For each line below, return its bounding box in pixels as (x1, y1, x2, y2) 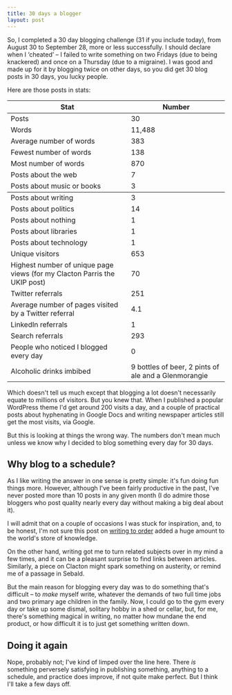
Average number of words (10, 136, 95, 146)
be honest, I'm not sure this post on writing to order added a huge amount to (7, 526, 225, 535)
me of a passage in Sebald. (7, 569, 85, 578)
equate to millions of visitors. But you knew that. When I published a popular (7, 395, 224, 404)
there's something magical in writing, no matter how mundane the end (7, 612, 207, 620)
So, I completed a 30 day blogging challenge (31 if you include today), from (7, 35, 221, 44)
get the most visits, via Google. (7, 417, 95, 426)
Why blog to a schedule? (7, 458, 116, 470)
